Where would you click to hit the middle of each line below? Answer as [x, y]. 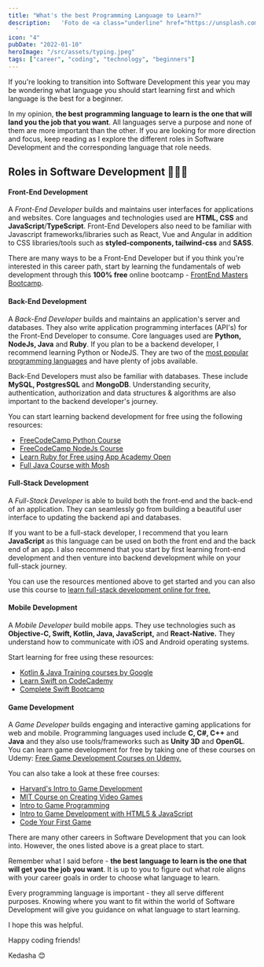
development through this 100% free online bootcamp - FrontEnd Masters [128, 275]
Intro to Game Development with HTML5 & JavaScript [106, 814]
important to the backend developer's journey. [83, 401]
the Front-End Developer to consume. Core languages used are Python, [125, 335]
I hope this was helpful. [46, 925]
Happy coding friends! [44, 940]
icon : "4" [24, 37]
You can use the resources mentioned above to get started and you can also [132, 581]
